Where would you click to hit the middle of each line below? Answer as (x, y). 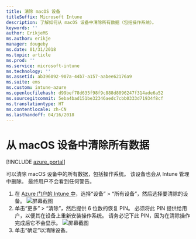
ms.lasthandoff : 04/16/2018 (40, 115)
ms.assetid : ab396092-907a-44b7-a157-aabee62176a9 (69, 77)
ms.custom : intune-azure (36, 88)
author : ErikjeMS (27, 33)
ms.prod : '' (20, 60)
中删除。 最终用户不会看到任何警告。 (50, 181)
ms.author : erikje (28, 39)
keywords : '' (22, 28)
